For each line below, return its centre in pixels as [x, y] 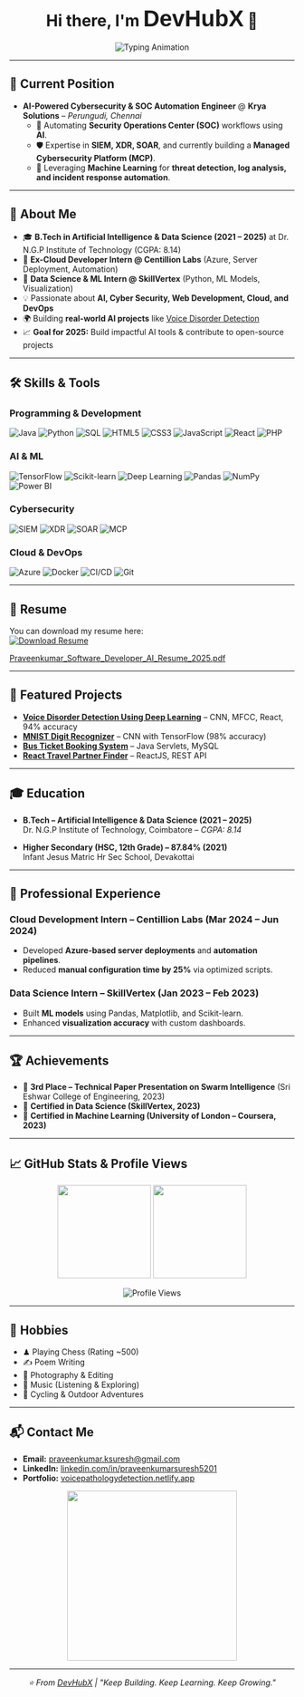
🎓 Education [47, 794]
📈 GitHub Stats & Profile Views [99, 1164]
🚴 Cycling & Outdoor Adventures [83, 1394]
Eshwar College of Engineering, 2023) [94, 1096]
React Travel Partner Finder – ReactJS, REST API [114, 755]
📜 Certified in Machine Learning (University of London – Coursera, [149, 1116]
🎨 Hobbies [39, 1330]
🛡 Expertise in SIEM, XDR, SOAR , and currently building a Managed [163, 145]
